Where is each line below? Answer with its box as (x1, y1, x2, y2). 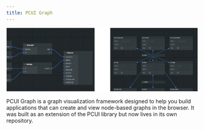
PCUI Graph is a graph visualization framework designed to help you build (6, 98, 191, 105)
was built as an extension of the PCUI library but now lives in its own (6, 111, 177, 118)
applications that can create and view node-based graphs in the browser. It (6, 104, 194, 112)
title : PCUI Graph (6, 10, 53, 16)
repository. (6, 117, 33, 125)
